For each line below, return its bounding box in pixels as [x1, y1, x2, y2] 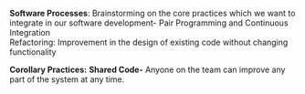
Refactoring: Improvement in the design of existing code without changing [9, 37, 289, 47]
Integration [9, 27, 50, 37]
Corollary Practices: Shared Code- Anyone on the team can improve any [9, 64, 286, 75]
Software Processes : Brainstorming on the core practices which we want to [9, 8, 296, 18]
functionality [9, 47, 57, 57]
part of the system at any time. [9, 74, 125, 85]
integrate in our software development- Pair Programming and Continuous [9, 17, 289, 28]
